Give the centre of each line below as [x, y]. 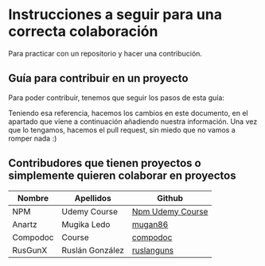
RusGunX [30, 250]
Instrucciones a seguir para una [115, 15]
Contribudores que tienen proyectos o [105, 163]
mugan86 [150, 224]
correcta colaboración [83, 31]
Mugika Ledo [86, 224]
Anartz [25, 224]
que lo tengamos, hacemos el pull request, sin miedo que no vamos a [122, 129]
